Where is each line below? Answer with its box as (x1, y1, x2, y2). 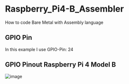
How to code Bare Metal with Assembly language (5, 19, 103, 25)
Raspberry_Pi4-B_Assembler (5, 3, 124, 15)
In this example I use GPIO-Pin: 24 (5, 46, 74, 52)
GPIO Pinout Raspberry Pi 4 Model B (5, 61, 116, 69)
